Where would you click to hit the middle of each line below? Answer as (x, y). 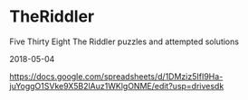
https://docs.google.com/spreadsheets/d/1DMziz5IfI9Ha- (116, 76)
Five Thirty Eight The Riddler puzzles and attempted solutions (124, 41)
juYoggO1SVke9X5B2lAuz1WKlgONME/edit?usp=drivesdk (117, 86)
